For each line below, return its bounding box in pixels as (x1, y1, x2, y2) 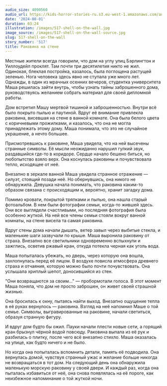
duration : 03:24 (5, 21, 39, 26)
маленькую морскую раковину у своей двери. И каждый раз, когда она (5, 365, 159, 371)
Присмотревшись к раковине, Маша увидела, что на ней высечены (5, 140, 149, 146)
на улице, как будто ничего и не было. (5, 339, 86, 345)
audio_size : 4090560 (5, 7, 48, 12)
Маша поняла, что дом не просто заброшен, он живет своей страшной (5, 283, 157, 289)
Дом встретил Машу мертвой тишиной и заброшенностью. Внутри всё (5, 104, 157, 110)
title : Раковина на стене (5, 44, 59, 49)
